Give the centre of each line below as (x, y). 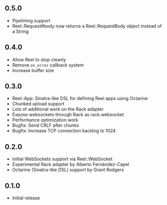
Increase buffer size (33, 70)
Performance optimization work (45, 120)
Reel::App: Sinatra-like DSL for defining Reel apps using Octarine (80, 98)
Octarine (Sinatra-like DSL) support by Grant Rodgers (68, 170)
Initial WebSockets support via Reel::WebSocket (62, 159)
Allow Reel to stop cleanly (39, 59)
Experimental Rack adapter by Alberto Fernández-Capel (71, 164)
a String (20, 31)
